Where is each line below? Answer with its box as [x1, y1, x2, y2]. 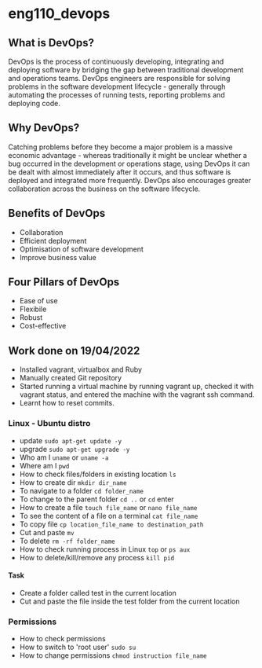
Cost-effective [19, 321, 67, 331]
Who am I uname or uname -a [19, 453, 109, 462]
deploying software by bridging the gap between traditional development [8, 65, 244, 75]
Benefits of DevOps [8, 207, 106, 220]
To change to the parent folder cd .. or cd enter [19, 494, 174, 504]
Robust [19, 313, 43, 322]
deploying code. [8, 99, 61, 108]
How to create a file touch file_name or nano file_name [19, 502, 198, 512]
